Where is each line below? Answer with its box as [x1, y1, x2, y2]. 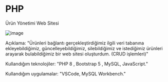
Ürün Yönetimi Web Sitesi [5, 20, 59, 26]
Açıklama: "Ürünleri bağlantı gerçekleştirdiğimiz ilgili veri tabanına [5, 39, 144, 46]
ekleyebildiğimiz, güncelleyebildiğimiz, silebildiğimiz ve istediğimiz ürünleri [5, 45, 163, 51]
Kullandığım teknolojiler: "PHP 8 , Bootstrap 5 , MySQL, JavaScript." [5, 60, 148, 67]
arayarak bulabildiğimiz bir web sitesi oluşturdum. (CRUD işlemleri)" [5, 51, 148, 57]
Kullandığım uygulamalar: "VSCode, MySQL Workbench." [5, 70, 126, 77]
